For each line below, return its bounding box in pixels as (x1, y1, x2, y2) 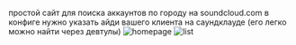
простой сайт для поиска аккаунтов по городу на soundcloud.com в (8, 8, 269, 18)
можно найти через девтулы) (8, 26, 121, 36)
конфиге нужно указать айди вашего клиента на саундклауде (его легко (8, 17, 287, 27)
